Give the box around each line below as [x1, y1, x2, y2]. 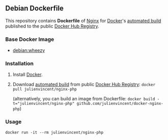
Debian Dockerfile [5, 4, 64, 13]
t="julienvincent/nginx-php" [12, 101, 75, 106]
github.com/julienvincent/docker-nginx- [76, 101, 164, 106]
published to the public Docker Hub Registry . [5, 23, 99, 29]
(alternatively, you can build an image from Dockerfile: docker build [12, 96, 155, 102]
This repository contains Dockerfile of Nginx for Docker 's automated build [5, 17, 161, 23]
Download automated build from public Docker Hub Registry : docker [12, 81, 156, 88]
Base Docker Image [5, 36, 54, 43]
